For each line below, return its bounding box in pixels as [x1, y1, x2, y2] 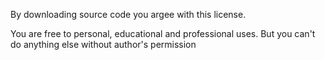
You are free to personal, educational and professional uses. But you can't [10, 28, 316, 39]
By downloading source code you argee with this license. [10, 9, 247, 20]
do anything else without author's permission [10, 39, 197, 50]
